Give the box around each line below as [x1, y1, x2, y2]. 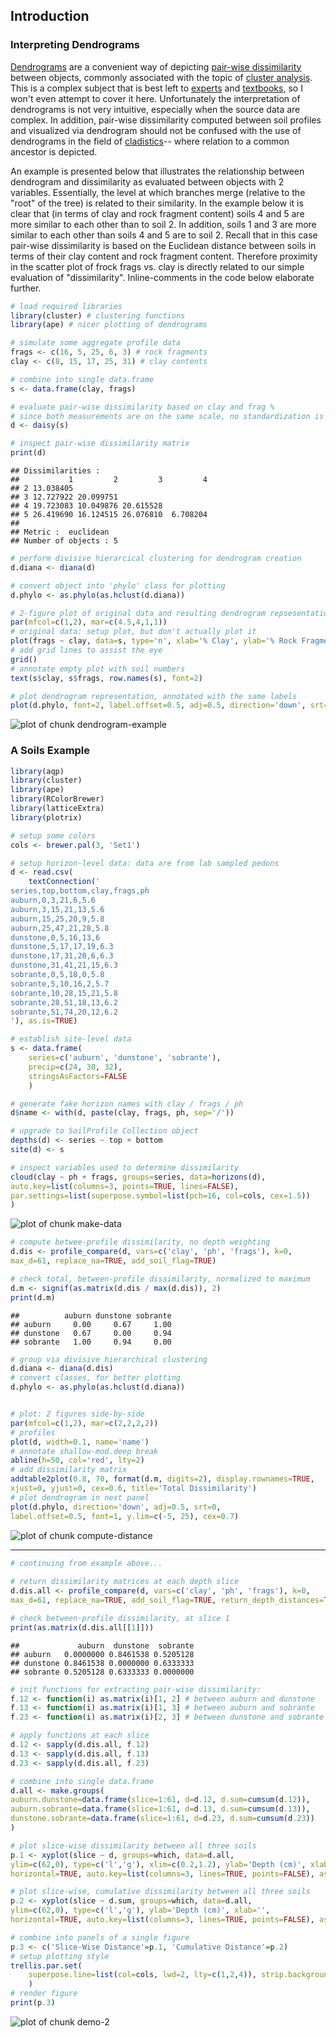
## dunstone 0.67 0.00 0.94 [10, 1328, 172, 1338]
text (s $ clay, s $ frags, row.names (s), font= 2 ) [10, 673, 203, 683]
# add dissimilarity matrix [10, 1465, 128, 1475]
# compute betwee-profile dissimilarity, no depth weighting [10, 1237, 271, 1248]
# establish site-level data [10, 1034, 132, 1044]
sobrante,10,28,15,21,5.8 [10, 988, 118, 998]
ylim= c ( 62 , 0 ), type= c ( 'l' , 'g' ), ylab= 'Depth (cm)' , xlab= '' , [10, 1905, 271, 1916]
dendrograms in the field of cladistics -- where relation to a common [10, 135, 290, 147]
